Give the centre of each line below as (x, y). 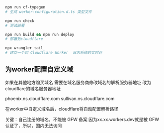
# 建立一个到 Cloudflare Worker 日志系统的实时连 (54, 53)
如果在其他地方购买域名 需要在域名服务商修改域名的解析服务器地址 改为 (78, 82)
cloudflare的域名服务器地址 (33, 88)
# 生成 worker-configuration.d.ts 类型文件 (48, 12)
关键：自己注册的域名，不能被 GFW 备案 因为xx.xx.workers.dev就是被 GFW (82, 119)
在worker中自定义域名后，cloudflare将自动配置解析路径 (62, 109)
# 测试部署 (15, 25)
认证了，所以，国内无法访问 (34, 126)
